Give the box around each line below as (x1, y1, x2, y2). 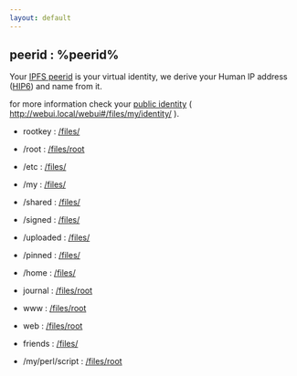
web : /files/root (22, 320, 83, 331)
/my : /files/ (22, 179, 67, 190)
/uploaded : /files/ (22, 232, 90, 243)
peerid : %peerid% (9, 47, 120, 63)
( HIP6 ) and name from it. (9, 81, 102, 92)
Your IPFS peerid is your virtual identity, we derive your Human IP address (9, 71, 288, 82)
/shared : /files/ (22, 197, 80, 208)
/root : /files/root (22, 143, 85, 155)
